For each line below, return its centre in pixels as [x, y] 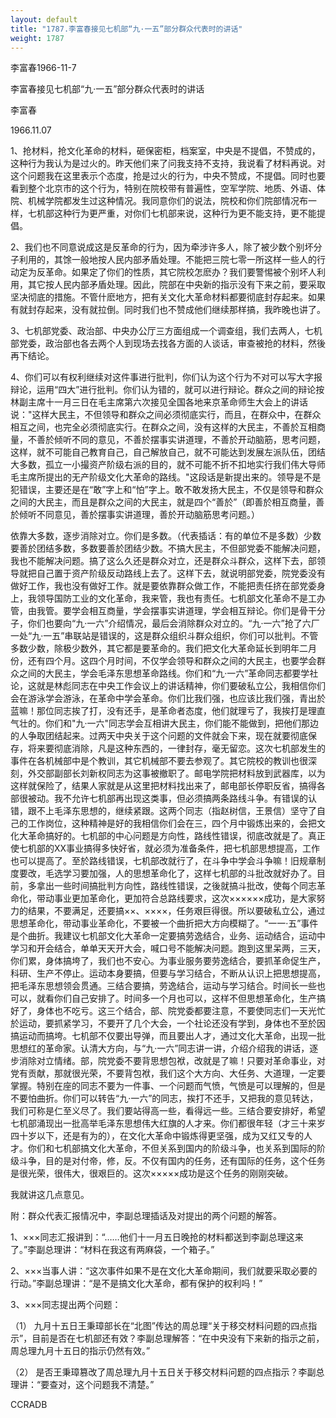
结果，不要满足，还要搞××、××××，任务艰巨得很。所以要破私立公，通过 [176, 911]
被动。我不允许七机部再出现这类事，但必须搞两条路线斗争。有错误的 [167, 798]
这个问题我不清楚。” [115, 1385]
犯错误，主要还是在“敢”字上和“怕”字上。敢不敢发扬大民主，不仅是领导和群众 [167, 490]
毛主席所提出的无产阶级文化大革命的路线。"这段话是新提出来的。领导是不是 [166, 477]
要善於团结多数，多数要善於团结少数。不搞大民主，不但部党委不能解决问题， [168, 548]
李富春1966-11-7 [43, 68]
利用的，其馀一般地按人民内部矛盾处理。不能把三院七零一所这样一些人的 [167, 260]
